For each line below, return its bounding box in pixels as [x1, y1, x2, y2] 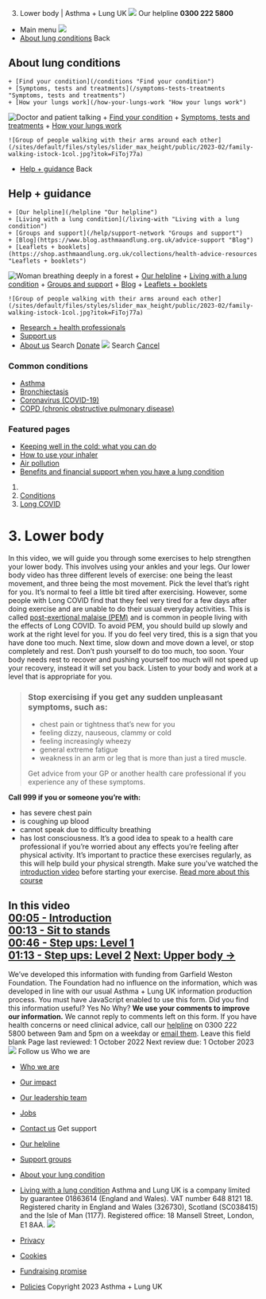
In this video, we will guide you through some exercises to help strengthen [8, 554, 252, 563]
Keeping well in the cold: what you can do [19, 441, 157, 451]
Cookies [19, 1251, 48, 1261]
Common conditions [8, 360, 89, 371]
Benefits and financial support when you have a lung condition [19, 467, 225, 476]
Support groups [19, 1154, 71, 1165]
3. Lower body [8, 527, 105, 545]
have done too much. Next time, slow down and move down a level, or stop [8, 638, 254, 648]
